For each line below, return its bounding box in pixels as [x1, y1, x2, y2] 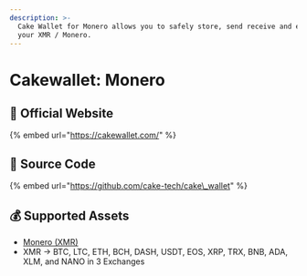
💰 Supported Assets [9, 208, 130, 223]
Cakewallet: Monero [9, 69, 166, 90]
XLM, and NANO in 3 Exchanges [22, 256, 145, 267]
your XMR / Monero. [17, 30, 92, 39]
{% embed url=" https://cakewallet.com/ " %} [9, 129, 176, 141]
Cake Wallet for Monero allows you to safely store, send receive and [17, 22, 292, 31]
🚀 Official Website [9, 106, 114, 121]
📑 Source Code [9, 156, 96, 171]
